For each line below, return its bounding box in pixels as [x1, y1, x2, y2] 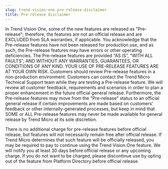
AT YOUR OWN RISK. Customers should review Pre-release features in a [5, 68, 155, 74]
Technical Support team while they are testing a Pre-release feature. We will [5, 79, 163, 85]
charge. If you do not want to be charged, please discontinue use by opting [5, 152, 161, 158]
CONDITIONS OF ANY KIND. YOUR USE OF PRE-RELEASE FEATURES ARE [5, 63, 159, 69]
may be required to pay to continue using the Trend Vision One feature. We [5, 142, 161, 148]
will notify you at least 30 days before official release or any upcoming [5, 147, 151, 153]
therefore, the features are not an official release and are [25, 31, 142, 37]
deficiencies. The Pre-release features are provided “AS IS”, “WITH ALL [5, 52, 153, 58]
